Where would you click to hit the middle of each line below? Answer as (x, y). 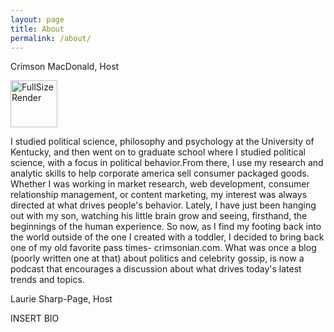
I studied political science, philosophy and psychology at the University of (162, 142)
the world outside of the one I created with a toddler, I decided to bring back (167, 237)
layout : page (37, 19)
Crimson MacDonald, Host (65, 67)
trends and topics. (47, 280)
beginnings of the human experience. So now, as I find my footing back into (166, 227)
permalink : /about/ (51, 38)
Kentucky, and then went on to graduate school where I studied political (158, 152)
